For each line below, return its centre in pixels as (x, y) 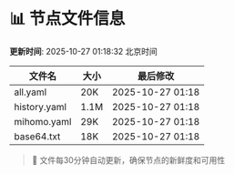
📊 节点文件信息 (67, 19)
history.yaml (40, 107)
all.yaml (31, 92)
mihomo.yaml (43, 121)
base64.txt (37, 136)
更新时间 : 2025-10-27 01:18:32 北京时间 (83, 51)
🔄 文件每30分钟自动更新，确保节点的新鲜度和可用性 (128, 159)
